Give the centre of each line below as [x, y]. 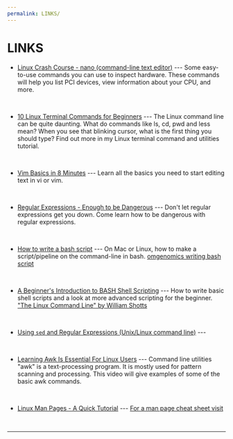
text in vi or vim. [40, 180]
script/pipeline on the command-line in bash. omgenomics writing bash [119, 256]
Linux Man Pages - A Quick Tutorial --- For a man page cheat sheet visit [120, 408]
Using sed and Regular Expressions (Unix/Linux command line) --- [112, 332]
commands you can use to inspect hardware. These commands [129, 74]
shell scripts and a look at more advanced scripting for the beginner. [115, 298]
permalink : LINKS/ [34, 14]
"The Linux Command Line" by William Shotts [82, 305]
